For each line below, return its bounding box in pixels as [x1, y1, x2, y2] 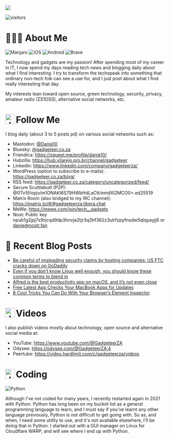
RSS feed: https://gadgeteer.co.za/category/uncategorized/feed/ [12, 179, 150, 185]
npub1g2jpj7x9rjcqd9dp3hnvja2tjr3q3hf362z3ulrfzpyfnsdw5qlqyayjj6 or [12, 217, 165, 223]
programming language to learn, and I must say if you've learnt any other [5, 406, 159, 412]
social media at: [5, 330, 39, 336]
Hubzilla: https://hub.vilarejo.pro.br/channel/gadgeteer [12, 157, 128, 163]
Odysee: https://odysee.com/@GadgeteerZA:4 [12, 345, 111, 351]
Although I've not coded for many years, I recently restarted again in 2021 [5, 395, 160, 401]
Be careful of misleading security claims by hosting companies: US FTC [12, 257, 164, 263]
